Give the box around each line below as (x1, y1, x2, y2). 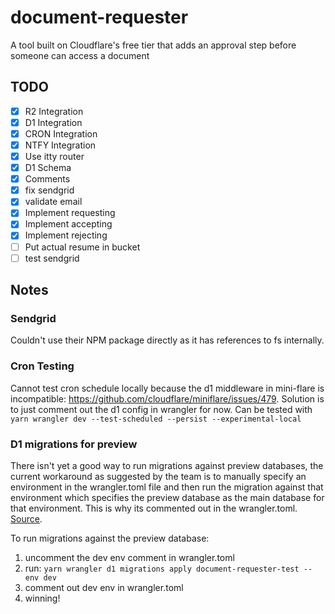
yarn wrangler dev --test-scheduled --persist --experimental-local (10, 414, 302, 424)
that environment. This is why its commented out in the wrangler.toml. (10, 502, 298, 514)
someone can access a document (10, 49, 150, 61)
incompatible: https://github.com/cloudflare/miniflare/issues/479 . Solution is (10, 392, 325, 405)
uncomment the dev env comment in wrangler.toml (24, 551, 235, 563)
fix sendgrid (24, 184, 75, 196)
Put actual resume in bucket (24, 241, 141, 253)
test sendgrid (24, 252, 80, 264)
